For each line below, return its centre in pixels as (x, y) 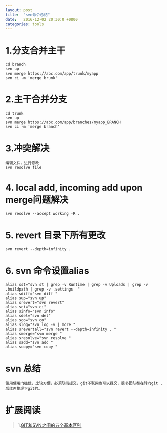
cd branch (16, 65)
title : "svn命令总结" (28, 15)
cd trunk (14, 114)
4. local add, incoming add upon (74, 188)
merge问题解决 (37, 200)
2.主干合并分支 (36, 100)
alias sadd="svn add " (29, 342)
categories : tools (25, 24)
